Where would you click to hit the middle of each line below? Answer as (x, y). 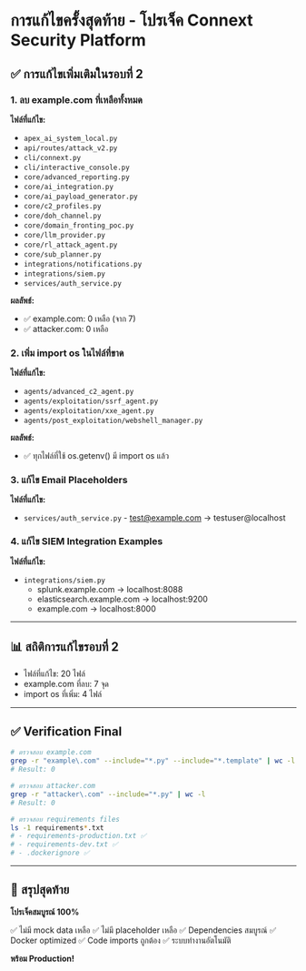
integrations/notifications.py (83, 264)
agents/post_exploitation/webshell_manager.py (113, 421)
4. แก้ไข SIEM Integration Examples (87, 541)
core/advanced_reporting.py (76, 177)
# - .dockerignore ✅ (50, 853)
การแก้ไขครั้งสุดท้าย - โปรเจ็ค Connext (132, 20)
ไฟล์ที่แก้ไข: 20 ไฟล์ (54, 673)
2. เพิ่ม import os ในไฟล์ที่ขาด (67, 353)
